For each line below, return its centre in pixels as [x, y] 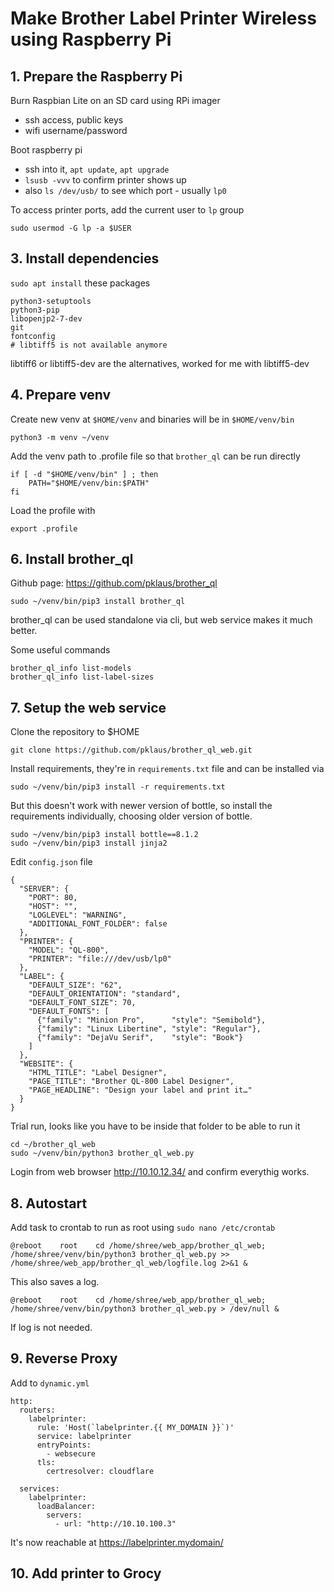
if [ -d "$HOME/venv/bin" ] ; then [84, 474]
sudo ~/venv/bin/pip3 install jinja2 [89, 843]
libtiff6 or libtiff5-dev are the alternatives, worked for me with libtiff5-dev [160, 363]
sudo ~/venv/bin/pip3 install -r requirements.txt [118, 787]
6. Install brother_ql [72, 559]
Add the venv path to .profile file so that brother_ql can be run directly [155, 456]
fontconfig [33, 336]
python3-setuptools [51, 301]
